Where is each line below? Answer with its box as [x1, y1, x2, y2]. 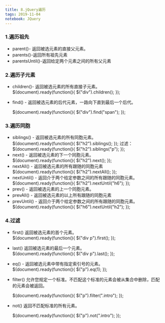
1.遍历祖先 [5, 33, 30, 40]
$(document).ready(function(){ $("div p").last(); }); [12, 251, 115, 257]
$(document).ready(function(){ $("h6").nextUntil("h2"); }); [12, 204, 131, 210]
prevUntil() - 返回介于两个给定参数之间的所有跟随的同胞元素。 [12, 198, 138, 204]
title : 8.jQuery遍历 [5, 7, 46, 12]
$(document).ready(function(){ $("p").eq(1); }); [12, 266, 107, 272]
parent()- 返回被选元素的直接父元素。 [12, 45, 89, 52]
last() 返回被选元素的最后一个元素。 [12, 245, 85, 251]
